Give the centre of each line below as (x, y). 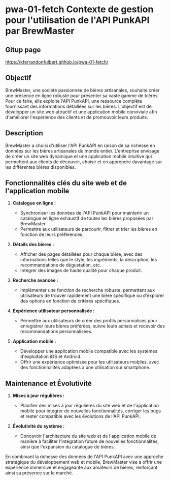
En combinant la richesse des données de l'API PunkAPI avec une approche (84, 457)
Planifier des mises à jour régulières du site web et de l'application (89, 406)
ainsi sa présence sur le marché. (39, 473)
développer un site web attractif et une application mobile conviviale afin (81, 112)
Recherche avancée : (35, 280)
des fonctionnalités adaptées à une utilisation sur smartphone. (85, 368)
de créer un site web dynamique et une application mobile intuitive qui (79, 156)
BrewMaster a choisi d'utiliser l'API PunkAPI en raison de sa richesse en (80, 145)
